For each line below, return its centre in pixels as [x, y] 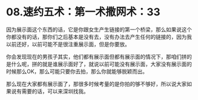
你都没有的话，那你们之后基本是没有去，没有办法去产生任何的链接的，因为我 [99, 36]
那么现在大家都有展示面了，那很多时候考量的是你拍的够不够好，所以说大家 [96, 84]
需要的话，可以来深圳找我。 [55, 91]
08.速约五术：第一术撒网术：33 [83, 12]
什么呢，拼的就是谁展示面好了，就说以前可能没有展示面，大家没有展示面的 [101, 64]
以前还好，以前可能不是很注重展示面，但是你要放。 [68, 44]
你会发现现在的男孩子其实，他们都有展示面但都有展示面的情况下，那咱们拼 [96, 56]
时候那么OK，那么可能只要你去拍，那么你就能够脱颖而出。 [77, 71]
